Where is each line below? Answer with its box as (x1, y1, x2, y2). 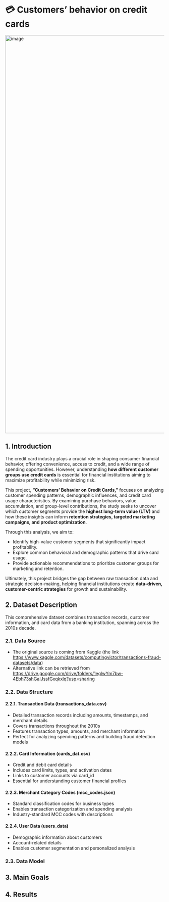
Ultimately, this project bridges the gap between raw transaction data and (5, 575, 158, 581)
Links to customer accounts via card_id (12, 773, 94, 779)
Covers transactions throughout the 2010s (12, 723, 100, 729)
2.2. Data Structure (5, 688, 53, 695)
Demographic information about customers (12, 834, 102, 840)
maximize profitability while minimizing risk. (5, 477, 96, 483)
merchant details (12, 717, 48, 723)
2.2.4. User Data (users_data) (5, 823, 69, 829)
